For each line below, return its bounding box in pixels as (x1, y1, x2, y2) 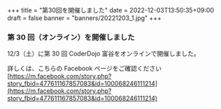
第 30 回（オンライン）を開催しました (7, 32, 135, 42)
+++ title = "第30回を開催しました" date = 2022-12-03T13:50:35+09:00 (7, 6, 215, 14)
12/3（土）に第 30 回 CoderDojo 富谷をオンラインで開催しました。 (7, 49, 201, 58)
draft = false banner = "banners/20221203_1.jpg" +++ (7, 14, 162, 22)
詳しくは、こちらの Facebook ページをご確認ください (7, 65, 162, 73)
